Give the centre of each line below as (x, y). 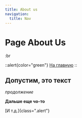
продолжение (19, 92)
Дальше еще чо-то (25, 102)
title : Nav (20, 18)
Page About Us (35, 42)
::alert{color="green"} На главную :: (41, 65)
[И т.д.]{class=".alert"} (27, 111)
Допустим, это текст (38, 80)
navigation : (17, 14)
